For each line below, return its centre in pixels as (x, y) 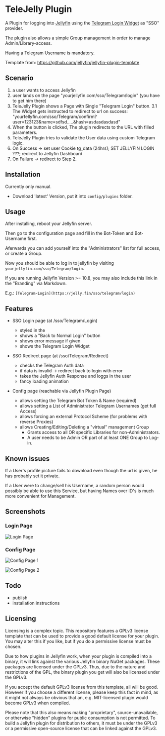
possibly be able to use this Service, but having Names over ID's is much (80, 491)
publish (20, 598)
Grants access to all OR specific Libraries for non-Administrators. (93, 432)
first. (32, 239)
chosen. (13, 646)
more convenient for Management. (40, 496)
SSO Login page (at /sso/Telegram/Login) (55, 321)
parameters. (25, 132)
